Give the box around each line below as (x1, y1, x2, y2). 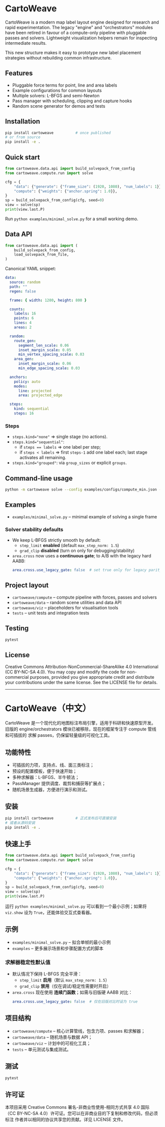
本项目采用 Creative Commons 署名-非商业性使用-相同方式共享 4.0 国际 (5, 1104, 150, 1110)
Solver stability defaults (5, 526, 64, 533)
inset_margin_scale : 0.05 (18, 347, 71, 352)
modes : (14, 384, 27, 389)
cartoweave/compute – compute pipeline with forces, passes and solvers (12, 594, 157, 600)
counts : (9, 307, 26, 312)
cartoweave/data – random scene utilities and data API (12, 599, 122, 605)
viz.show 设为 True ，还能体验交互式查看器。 (5, 910, 94, 916)
